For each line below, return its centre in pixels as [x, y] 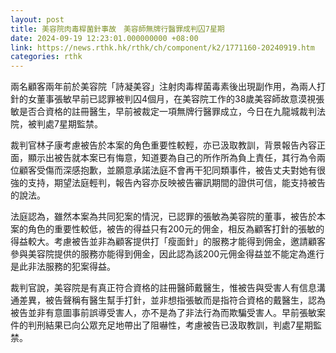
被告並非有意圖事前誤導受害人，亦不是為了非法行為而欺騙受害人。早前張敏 [163, 313]
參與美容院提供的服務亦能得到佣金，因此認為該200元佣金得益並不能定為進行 [167, 254]
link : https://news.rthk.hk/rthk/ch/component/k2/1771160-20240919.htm [162, 47]
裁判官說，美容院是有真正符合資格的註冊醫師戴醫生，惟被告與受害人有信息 [163, 288]
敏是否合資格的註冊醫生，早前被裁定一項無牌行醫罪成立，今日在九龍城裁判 [163, 112]
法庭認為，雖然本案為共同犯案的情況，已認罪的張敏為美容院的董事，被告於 [163, 217]
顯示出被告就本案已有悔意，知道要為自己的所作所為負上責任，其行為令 [172, 158]
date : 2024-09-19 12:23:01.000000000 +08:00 [104, 38]
